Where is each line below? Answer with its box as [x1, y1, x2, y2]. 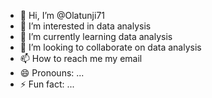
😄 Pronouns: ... [19, 67, 85, 79]
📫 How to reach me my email [19, 53, 143, 64]
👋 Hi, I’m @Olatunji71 [19, 10, 106, 21]
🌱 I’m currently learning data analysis [19, 31, 173, 42]
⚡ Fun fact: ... [19, 78, 75, 90]
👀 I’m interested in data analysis [19, 20, 152, 32]
